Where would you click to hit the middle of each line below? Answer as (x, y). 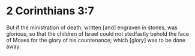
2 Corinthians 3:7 (50, 11)
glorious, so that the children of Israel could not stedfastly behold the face (98, 33)
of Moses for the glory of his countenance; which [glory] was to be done (96, 40)
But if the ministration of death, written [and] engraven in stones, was (92, 27)
